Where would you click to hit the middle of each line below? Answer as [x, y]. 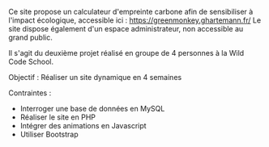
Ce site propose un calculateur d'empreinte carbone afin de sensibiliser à [131, 12]
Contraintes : [30, 93]
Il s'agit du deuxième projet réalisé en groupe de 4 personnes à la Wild [126, 53]
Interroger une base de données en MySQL [92, 109]
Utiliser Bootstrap [49, 134]
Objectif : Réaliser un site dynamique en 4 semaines [95, 77]
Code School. [31, 61]
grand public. [30, 37]
